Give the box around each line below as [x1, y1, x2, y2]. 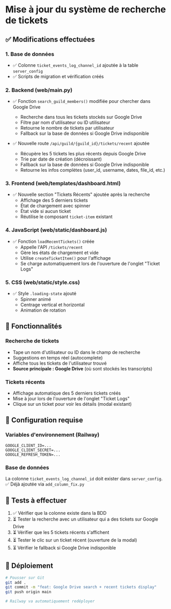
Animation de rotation [20, 307, 66, 313]
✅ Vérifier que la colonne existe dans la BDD [12, 510, 106, 516]
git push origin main [5, 589, 52, 595]
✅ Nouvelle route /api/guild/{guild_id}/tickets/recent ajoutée [12, 140, 150, 147]
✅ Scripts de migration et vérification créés [12, 73, 104, 79]
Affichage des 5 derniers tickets [20, 197, 88, 204]
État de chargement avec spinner [20, 203, 91, 209]
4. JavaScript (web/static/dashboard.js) [5, 226, 108, 234]
